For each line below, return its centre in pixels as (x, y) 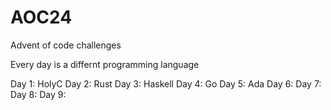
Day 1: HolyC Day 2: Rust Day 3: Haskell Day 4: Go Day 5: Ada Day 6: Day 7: (166, 83)
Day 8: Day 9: (38, 94)
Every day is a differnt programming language (105, 64)
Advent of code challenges (66, 45)
